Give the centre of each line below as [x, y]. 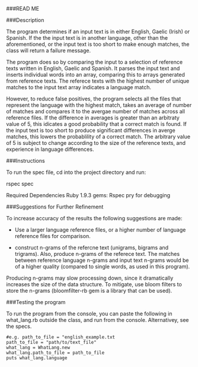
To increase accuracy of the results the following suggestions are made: [94, 218]
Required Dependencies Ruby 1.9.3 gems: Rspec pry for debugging [88, 195]
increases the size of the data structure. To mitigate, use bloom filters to [94, 284]
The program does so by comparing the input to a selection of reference [94, 62]
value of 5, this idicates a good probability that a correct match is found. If [96, 124]
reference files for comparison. [52, 236]
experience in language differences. [50, 149]
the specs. [19, 326]
